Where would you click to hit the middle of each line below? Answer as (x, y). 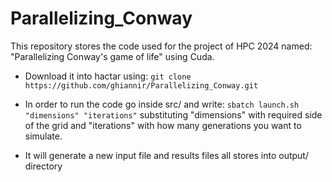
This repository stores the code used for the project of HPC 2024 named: (161, 46)
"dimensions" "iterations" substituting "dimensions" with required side (173, 114)
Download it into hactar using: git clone (108, 76)
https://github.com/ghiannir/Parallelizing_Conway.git (141, 85)
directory (43, 166)
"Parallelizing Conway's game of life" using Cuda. (112, 56)
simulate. (43, 136)
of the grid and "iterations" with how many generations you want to (163, 125)
